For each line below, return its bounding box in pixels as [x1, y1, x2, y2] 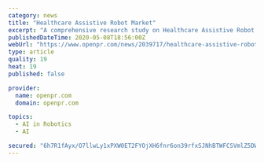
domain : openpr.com [15, 99, 79, 107]
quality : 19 [8, 56, 47, 64]
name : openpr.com [15, 91, 72, 99]
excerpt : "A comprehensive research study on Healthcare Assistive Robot [8, 26, 255, 34]
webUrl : [8, 41, 34, 49]
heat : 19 [8, 63, 37, 71]
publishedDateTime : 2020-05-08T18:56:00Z [8, 33, 146, 42]
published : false [8, 70, 65, 78]
